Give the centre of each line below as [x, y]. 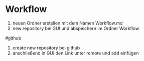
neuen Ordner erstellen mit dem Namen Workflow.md [67, 23]
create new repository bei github [46, 47]
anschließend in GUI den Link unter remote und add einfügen [76, 53]
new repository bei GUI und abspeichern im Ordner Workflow [76, 28]
